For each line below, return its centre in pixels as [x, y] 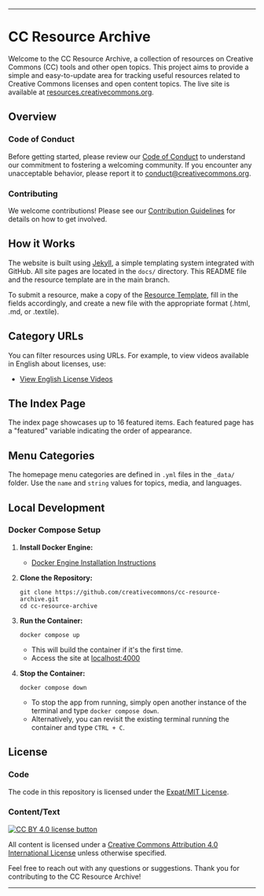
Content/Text [34, 812]
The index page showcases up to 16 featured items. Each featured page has [131, 423]
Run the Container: [51, 620]
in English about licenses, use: [57, 364]
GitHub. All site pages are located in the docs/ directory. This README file [128, 271]
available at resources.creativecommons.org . [81, 92]
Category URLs [46, 337]
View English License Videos [66, 379]
